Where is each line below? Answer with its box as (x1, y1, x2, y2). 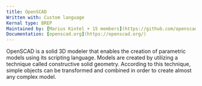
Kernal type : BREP (6, 20, 52, 26)
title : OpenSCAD (6, 8, 47, 15)
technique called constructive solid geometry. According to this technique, (6, 61, 191, 68)
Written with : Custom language (6, 14, 85, 20)
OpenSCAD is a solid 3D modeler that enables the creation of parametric (6, 48, 186, 55)
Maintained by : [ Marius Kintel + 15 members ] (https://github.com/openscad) (6, 25, 200, 32)
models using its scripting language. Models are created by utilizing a (6, 54, 179, 61)
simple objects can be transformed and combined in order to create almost (6, 67, 192, 74)
